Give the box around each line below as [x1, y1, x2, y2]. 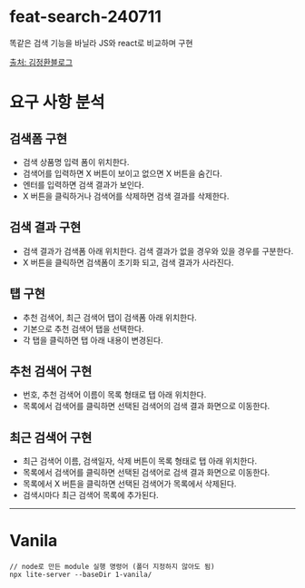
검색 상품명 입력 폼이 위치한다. [22, 156, 130, 167]
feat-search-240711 [9, 6, 162, 27]
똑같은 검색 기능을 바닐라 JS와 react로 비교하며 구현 [9, 37, 193, 48]
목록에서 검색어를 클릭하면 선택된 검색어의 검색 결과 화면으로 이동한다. [22, 401, 271, 412]
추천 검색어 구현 [9, 363, 93, 378]
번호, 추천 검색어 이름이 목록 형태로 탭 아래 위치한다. [22, 389, 207, 400]
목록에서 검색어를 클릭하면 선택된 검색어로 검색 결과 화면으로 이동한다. [22, 467, 271, 478]
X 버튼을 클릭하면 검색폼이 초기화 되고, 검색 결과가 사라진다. [22, 257, 234, 268]
